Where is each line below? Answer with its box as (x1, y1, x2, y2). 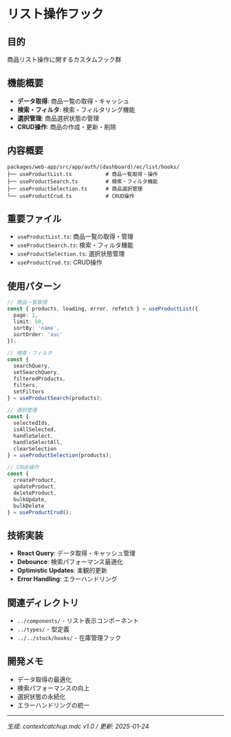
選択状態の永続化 (16, 692, 66, 701)
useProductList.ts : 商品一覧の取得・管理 (16, 232, 134, 241)
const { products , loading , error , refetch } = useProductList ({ (7, 305, 198, 313)
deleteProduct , (13, 489, 57, 496)
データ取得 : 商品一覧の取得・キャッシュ (16, 97, 129, 105)
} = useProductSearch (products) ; (7, 395, 103, 401)
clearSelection (13, 445, 57, 452)
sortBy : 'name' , (13, 324, 60, 331)
